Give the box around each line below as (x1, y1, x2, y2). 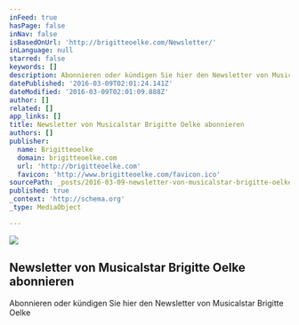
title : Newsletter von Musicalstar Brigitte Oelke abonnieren (9, 121, 245, 130)
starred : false (9, 54, 66, 63)
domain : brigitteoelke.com (17, 153, 117, 162)
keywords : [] (9, 63, 58, 72)
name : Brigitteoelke (17, 145, 93, 154)
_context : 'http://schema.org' (9, 194, 125, 204)
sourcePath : (9, 178, 53, 187)
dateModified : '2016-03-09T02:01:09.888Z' (9, 87, 169, 96)
